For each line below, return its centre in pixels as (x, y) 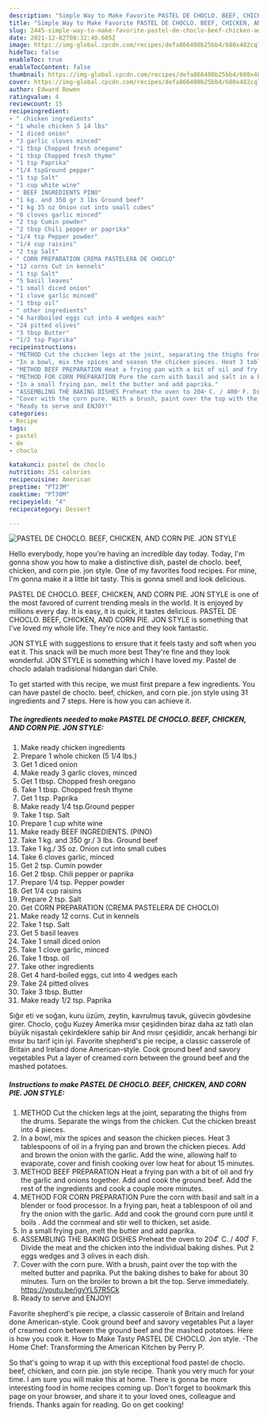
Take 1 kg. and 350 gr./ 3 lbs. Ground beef (89, 841)
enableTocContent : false (50, 67)
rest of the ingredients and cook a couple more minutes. (112, 1189)
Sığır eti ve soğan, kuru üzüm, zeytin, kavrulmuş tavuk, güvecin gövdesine (130, 1016)
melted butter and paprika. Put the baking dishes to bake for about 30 (134, 1273)
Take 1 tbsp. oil (45, 958)
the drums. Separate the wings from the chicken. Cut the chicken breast (138, 1121)
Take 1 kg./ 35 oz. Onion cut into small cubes (93, 848)
